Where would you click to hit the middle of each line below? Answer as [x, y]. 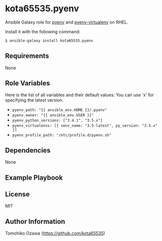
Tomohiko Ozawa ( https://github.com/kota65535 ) [55, 233]
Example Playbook [34, 177]
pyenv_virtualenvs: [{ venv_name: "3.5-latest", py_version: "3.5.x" [85, 126]
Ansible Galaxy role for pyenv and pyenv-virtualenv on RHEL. [67, 22]
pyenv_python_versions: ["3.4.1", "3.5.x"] [57, 121]
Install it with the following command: [43, 31]
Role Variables [27, 83]
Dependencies [28, 150]
